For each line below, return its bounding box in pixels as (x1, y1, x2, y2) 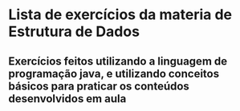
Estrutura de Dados (8, 22, 140, 41)
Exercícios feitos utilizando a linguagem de (8, 54, 228, 68)
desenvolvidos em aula (8, 92, 127, 105)
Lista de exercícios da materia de (8, 6, 233, 24)
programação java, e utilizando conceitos (8, 66, 219, 81)
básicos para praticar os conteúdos (8, 79, 190, 93)
